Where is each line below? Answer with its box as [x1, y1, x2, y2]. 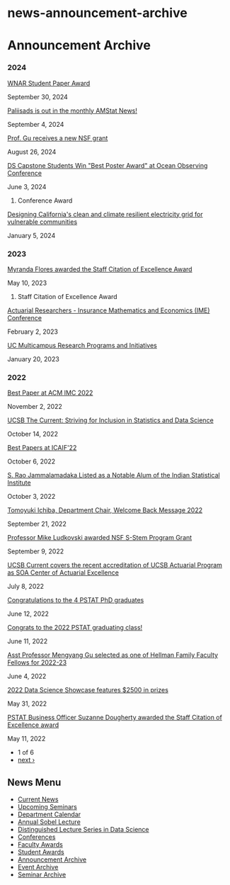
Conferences [17, 833, 56, 841]
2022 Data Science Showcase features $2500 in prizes [7, 686, 168, 694]
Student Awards [17, 848, 65, 857]
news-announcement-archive [7, 5, 188, 21]
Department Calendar [17, 810, 81, 819]
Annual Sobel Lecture [17, 818, 81, 826]
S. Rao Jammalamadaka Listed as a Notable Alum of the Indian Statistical [7, 471, 221, 480]
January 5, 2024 [7, 231, 56, 239]
